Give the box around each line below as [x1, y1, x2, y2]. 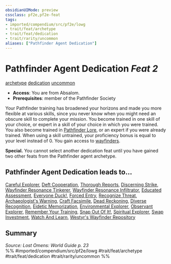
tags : [5, 17, 17, 22]
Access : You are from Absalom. [12, 90, 80, 96]
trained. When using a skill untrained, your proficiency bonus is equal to [5, 132, 156, 138]
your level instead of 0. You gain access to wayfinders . [5, 138, 121, 144]
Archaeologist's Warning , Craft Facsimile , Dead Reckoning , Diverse [5, 197, 147, 204]
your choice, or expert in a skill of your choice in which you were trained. [5, 121, 159, 127]
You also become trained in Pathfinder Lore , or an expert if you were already [5, 126, 166, 133]
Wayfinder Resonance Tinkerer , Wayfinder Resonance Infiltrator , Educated [5, 187, 162, 193]
